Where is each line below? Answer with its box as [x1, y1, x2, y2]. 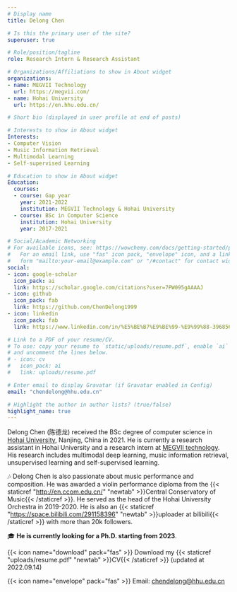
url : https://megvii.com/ [13, 88, 90, 95]
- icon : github [7, 291, 52, 298]
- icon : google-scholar [7, 270, 78, 278]
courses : [13, 185, 39, 193]
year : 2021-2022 [20, 199, 68, 206]
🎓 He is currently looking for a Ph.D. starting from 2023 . [7, 532, 178, 540]
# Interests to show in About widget [7, 127, 119, 134]
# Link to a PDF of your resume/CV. [7, 336, 115, 343]
